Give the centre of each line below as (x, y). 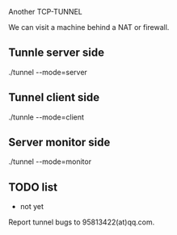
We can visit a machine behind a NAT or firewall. (89, 27)
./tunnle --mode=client (46, 117)
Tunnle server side (57, 53)
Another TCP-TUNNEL (45, 12)
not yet (32, 207)
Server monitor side (59, 143)
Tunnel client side (54, 97)
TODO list (33, 187)
